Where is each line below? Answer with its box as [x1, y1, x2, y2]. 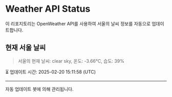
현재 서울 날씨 [5, 43, 46, 52]
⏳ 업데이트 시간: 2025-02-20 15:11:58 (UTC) [5, 68, 96, 75]
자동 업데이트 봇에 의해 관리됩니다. [5, 86, 74, 92]
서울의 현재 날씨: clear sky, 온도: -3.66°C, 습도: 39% [17, 58, 124, 64]
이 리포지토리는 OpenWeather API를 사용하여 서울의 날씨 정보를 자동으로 [5, 20, 151, 27]
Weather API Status [5, 3, 91, 15]
